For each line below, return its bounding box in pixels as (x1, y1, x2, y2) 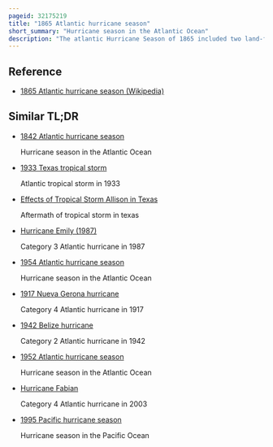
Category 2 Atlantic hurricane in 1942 (19, 336, 146, 345)
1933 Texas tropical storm (19, 163, 107, 172)
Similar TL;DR (8, 110, 79, 124)
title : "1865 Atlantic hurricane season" (8, 20, 151, 28)
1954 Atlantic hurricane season (19, 257, 124, 267)
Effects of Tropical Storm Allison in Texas (19, 194, 158, 204)
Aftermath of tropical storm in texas (19, 210, 140, 219)
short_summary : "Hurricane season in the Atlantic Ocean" (8, 27, 209, 35)
